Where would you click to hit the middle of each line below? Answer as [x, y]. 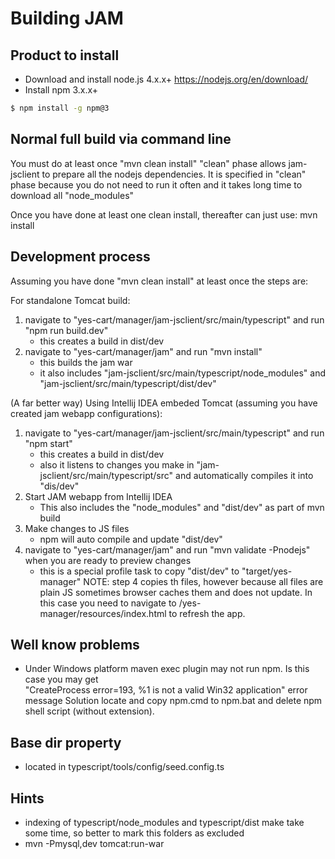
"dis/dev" [59, 486]
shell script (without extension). [89, 711]
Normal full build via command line [121, 139]
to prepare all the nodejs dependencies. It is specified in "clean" [174, 174]
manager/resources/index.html [103, 613]
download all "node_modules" [72, 195]
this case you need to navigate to [108, 603]
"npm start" [48, 443]
